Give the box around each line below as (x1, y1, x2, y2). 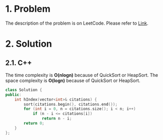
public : (5, 92, 22, 97)
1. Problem (5, 3, 51, 15)
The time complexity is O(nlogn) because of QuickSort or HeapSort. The (5, 72, 158, 78)
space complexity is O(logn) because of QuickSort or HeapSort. (5, 77, 141, 84)
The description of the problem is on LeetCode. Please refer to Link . (5, 20, 149, 26)
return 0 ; (24, 121, 44, 126)
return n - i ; (41, 116, 72, 121)
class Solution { (5, 87, 42, 92)
